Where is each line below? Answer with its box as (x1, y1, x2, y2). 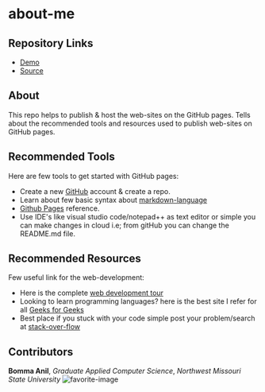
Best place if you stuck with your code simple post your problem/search (19, 313, 255, 323)
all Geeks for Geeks (19, 305, 85, 315)
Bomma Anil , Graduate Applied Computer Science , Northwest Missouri (8, 367, 241, 376)
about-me (8, 5, 75, 23)
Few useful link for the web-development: (8, 273, 144, 282)
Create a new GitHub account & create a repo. (19, 186, 171, 196)
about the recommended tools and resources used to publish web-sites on (8, 118, 252, 128)
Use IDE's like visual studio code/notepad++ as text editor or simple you (19, 212, 256, 221)
